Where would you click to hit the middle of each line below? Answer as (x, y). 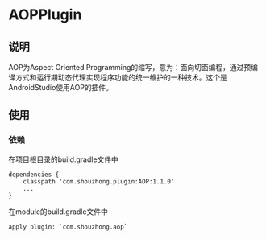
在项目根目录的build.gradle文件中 (64, 159)
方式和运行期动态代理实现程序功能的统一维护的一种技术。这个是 (121, 77)
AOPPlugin (45, 15)
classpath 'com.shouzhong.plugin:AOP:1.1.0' (99, 181)
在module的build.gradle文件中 (58, 212)
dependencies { (34, 175)
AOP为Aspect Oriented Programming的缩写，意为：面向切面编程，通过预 (130, 67)
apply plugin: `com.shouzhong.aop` (68, 227)
